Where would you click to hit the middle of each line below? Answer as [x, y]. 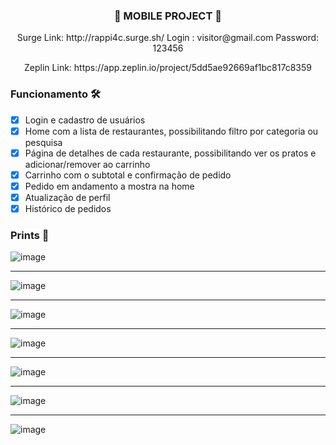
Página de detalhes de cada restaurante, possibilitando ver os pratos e [170, 153]
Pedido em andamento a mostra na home [109, 186]
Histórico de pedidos [68, 208]
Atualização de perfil [67, 197]
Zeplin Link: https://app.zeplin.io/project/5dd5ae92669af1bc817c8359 [168, 68]
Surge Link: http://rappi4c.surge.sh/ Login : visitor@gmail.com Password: [168, 38]
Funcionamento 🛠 [55, 94]
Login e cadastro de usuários [85, 120]
